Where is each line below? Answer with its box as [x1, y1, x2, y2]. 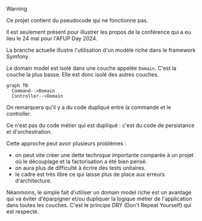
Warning [6, 5, 27, 12]
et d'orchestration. [6, 128, 52, 135]
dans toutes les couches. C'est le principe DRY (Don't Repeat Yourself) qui [6, 202, 192, 208]
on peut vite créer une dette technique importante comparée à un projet [14, 152, 194, 158]
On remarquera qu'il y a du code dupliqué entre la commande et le [6, 104, 172, 111]
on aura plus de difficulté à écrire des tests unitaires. [14, 164, 146, 171]
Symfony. [6, 53, 30, 60]
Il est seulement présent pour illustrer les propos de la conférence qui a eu [6, 28, 191, 36]
